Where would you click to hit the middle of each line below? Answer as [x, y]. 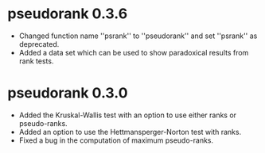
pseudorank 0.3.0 [68, 93]
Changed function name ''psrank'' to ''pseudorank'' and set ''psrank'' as [138, 36]
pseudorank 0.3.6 [68, 14]
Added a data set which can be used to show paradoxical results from [134, 52]
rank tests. [36, 61]
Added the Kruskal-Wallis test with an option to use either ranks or [127, 115]
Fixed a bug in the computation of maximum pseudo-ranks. [116, 140]
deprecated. [39, 44]
